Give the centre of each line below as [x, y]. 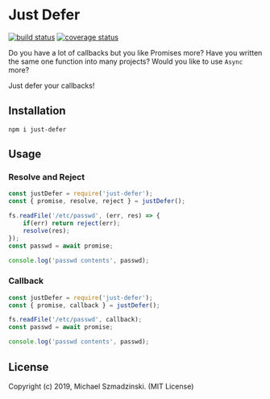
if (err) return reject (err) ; [72, 223]
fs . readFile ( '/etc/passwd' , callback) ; [75, 320]
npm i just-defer [37, 129]
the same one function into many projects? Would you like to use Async [126, 61]
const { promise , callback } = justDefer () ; [84, 305]
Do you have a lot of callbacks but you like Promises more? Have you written [135, 52]
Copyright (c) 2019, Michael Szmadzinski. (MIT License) [101, 386]
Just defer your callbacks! [52, 85]
